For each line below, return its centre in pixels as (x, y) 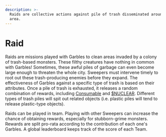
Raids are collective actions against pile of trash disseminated (79, 14)
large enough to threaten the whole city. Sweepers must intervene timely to (82, 72)
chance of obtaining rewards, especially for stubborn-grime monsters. (77, 119)
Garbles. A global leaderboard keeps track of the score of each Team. (76, 129)
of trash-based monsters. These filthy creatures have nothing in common (80, 62)
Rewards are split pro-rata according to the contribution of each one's (76, 124)
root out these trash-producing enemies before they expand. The (71, 78)
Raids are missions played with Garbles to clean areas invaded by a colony (81, 57)
